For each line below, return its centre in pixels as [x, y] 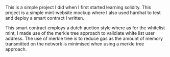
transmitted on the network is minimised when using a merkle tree [75, 44]
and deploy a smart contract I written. [45, 18]
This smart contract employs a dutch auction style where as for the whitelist [85, 28]
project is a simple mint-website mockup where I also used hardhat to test [83, 13]
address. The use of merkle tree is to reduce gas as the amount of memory [84, 38]
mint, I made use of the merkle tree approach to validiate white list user [80, 33]
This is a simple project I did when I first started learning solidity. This [78, 7]
